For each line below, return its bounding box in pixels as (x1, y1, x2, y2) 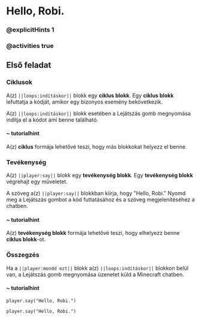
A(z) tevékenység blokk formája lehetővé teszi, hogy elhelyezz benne (6, 230, 180, 237)
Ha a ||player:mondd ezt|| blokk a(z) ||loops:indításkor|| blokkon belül (6, 264, 189, 271)
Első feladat (6, 60, 52, 70)
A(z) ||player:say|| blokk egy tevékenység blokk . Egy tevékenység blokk (6, 172, 193, 179)
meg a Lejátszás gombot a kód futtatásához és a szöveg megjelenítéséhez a (6, 196, 195, 203)
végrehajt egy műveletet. (6, 178, 68, 185)
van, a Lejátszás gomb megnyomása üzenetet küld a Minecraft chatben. (6, 271, 184, 278)
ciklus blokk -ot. (6, 236, 46, 243)
